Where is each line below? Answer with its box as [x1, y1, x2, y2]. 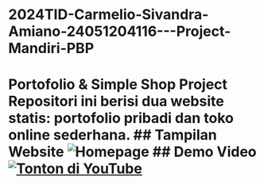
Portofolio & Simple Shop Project [8, 75, 228, 94]
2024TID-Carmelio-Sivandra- [8, 6, 209, 24]
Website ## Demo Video [8, 143, 257, 161]
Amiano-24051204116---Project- [8, 22, 231, 40]
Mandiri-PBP [8, 40, 95, 57]
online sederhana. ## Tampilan [8, 126, 217, 144]
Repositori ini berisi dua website [8, 93, 224, 110]
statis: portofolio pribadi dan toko [8, 109, 235, 128]
